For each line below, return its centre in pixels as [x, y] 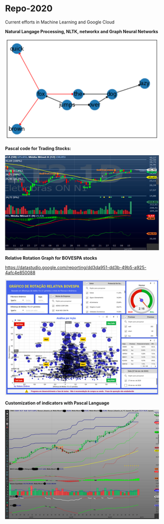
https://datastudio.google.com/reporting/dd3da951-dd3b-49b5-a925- [76, 268]
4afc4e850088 [20, 273]
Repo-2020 [29, 9]
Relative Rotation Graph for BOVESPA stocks [51, 258]
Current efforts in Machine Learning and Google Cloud [60, 22]
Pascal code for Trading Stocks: [38, 148]
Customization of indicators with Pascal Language [57, 403]
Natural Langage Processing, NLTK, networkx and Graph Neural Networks [82, 31]
